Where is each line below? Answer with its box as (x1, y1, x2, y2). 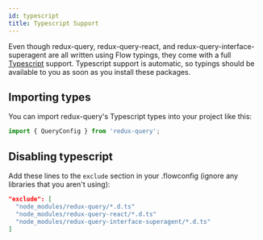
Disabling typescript (8, 150, 113, 163)
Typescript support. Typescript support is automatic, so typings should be (8, 58, 255, 68)
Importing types (8, 90, 91, 104)
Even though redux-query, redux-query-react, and (8, 41, 176, 51)
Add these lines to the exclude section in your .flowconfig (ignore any (8, 171, 239, 180)
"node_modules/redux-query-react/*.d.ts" (15, 210, 157, 218)
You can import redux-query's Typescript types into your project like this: (8, 112, 253, 122)
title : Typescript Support (8, 19, 99, 27)
